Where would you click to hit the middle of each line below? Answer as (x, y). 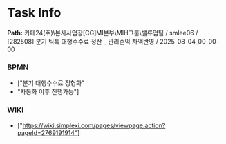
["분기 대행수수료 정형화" (51, 83)
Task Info (34, 13)
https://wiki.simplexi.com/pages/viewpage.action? (94, 125)
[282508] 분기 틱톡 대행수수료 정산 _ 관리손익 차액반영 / (83, 41)
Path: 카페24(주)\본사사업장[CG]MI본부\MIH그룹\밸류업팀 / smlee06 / (103, 33)
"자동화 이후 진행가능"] (48, 92)
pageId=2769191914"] (48, 132)
